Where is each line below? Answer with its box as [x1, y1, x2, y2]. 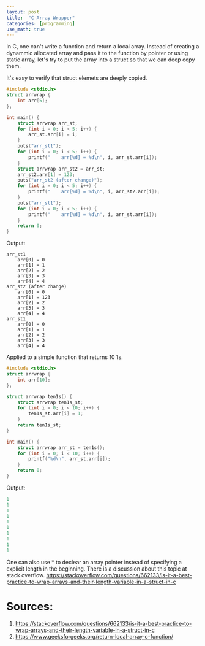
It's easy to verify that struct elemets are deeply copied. [6, 74, 147, 82]
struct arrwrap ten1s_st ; [17, 399, 84, 406]
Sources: [6, 599, 53, 613]
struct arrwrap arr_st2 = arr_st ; [17, 166, 105, 172]
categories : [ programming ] [6, 20, 75, 26]
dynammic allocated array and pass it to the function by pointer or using [6, 50, 188, 57]
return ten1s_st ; [17, 422, 62, 428]
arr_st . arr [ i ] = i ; [28, 131, 78, 138]
